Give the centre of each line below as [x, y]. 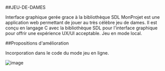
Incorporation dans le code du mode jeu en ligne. [57, 53]
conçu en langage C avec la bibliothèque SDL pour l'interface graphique [81, 28]
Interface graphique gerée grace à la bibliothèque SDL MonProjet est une [82, 17]
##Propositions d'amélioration [37, 43]
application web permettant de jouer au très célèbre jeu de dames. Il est [81, 23]
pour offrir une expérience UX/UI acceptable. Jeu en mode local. [74, 33]
